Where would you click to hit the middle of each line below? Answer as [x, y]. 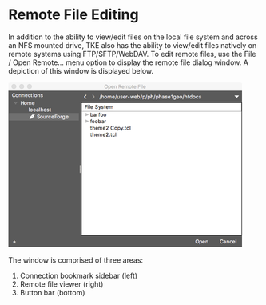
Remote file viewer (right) [62, 284]
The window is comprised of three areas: [76, 260]
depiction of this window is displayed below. [81, 70]
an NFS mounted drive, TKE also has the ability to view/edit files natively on [133, 45]
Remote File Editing [73, 15]
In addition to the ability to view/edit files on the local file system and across [133, 37]
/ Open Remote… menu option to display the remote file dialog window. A [129, 62]
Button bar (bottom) [52, 292]
